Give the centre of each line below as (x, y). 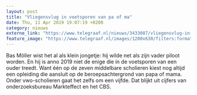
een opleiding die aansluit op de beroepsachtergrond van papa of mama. (94, 74)
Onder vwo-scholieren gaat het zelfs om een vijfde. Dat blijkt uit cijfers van (96, 80)
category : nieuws (27, 28)
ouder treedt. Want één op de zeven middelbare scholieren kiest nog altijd (96, 68)
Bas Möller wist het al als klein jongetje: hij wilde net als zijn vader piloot (93, 55)
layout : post (22, 11)
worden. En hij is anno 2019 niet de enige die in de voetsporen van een (91, 62)
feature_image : (25, 39)
